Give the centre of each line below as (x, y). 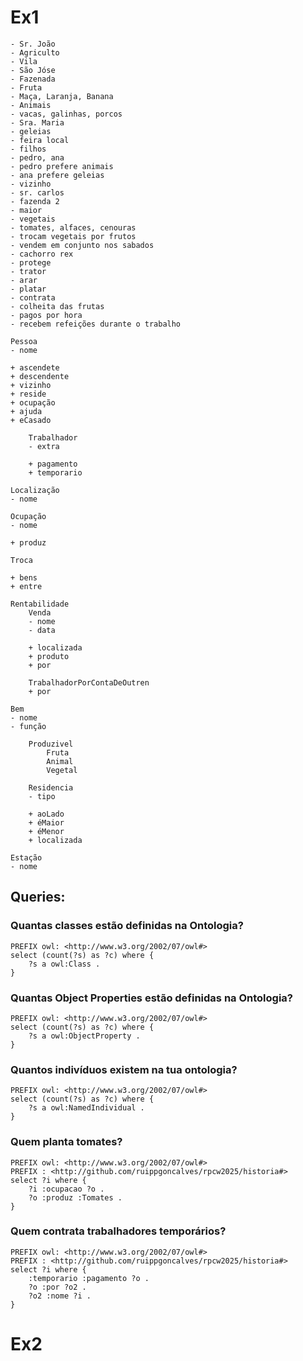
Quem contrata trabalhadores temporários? (118, 1231)
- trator (28, 271)
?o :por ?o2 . (57, 1287)
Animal (60, 761)
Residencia (51, 787)
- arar (24, 280)
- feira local (40, 140)
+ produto (49, 656)
